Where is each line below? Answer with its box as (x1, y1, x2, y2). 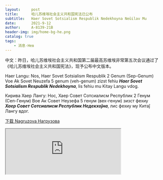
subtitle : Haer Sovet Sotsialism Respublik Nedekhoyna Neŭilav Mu (5, 16, 147, 21)
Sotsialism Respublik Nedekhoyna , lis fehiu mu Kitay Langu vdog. (5, 83, 139, 89)
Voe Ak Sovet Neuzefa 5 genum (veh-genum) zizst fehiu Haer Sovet (5, 78, 143, 84)
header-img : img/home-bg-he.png (5, 30, 71, 34)
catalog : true (5, 34, 34, 39)
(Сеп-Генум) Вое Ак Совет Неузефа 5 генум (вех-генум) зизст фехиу (5, 98, 148, 103)
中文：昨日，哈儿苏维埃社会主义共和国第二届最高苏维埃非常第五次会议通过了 (5, 57, 159, 63)
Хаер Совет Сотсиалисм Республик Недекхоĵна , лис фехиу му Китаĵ (5, 103, 150, 109)
